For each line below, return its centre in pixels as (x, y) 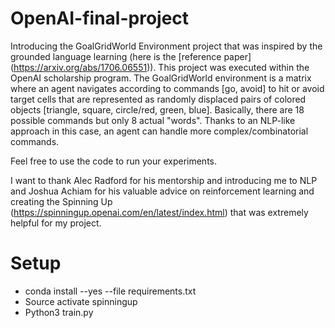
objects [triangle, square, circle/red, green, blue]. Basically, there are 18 (157, 109)
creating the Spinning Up (61, 201)
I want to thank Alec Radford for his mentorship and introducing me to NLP (164, 180)
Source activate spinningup (81, 301)
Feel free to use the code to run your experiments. (114, 161)
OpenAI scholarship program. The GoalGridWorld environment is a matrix (161, 78)
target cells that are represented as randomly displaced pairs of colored (158, 99)
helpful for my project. (56, 223)
